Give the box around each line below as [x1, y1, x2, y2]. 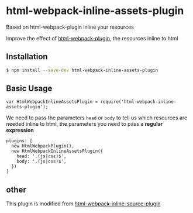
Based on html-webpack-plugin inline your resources [6, 23, 135, 30]
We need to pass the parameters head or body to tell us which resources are [6, 114, 188, 121]
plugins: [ [6, 138, 33, 144]
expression [6, 127, 34, 134]
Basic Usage [6, 84, 53, 94]
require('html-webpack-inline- [100, 99, 177, 105]
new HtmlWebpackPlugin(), [11, 143, 75, 149]
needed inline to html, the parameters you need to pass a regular [6, 121, 163, 128]
